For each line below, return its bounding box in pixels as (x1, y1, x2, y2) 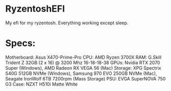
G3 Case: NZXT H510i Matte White (5, 81, 78, 87)
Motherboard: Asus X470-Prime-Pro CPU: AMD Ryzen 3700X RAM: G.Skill (5, 54, 162, 60)
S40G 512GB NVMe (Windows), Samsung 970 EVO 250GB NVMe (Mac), (5, 70, 157, 76)
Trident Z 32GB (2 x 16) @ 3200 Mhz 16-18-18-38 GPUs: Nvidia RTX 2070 (5, 59, 160, 66)
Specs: (5, 37, 36, 49)
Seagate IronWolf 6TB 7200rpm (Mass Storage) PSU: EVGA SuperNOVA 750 (5, 75, 166, 81)
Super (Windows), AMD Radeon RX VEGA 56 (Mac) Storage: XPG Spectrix (5, 65, 162, 71)
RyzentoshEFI (5, 3, 65, 15)
